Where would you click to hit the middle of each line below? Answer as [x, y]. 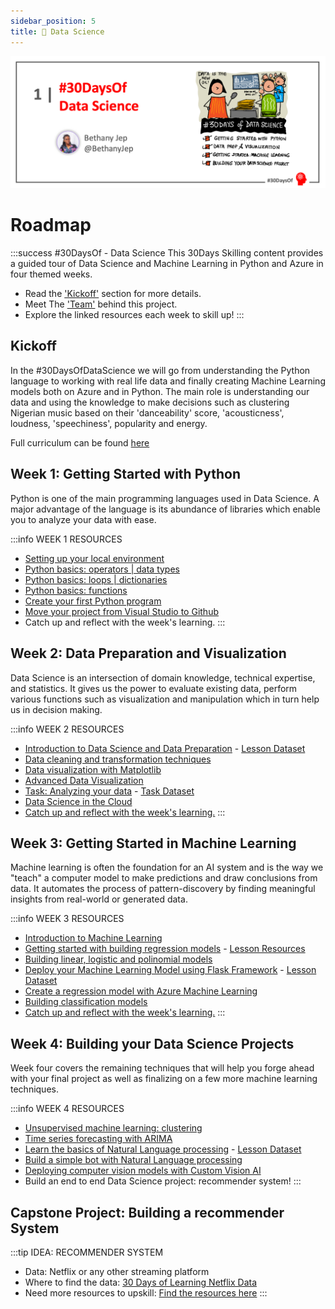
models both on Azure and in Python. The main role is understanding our [160, 391]
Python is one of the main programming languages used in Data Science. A [165, 498]
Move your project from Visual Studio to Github [121, 611]
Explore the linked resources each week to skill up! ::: [134, 315]
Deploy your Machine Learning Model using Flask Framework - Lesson [170, 970]
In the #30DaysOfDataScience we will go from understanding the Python [160, 370]
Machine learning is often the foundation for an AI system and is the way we [167, 867]
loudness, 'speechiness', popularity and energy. [109, 423]
